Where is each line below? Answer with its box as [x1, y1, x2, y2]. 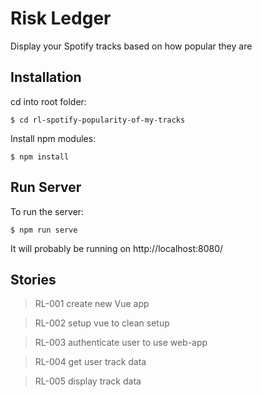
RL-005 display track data [34, 375, 142, 387]
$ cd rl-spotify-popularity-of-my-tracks [10, 115, 186, 125]
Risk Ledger [10, 7, 112, 30]
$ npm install [10, 152, 70, 162]
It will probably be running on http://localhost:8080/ [10, 242, 224, 254]
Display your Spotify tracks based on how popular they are [10, 40, 253, 52]
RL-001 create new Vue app [34, 298, 150, 310]
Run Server [10, 179, 82, 196]
